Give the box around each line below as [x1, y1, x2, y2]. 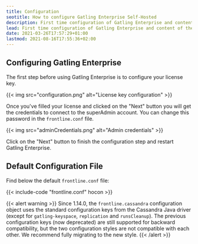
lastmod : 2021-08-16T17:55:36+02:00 [6, 36, 96, 42]
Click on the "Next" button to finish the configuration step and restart [6, 138, 174, 145]
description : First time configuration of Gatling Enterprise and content [6, 19, 194, 25]
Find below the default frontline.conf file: [6, 177, 110, 184]
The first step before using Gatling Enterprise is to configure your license [6, 73, 183, 80]
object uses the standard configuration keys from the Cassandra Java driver [6, 206, 192, 213]
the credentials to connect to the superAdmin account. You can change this [6, 108, 190, 116]
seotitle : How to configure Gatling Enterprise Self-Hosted [6, 14, 157, 20]
